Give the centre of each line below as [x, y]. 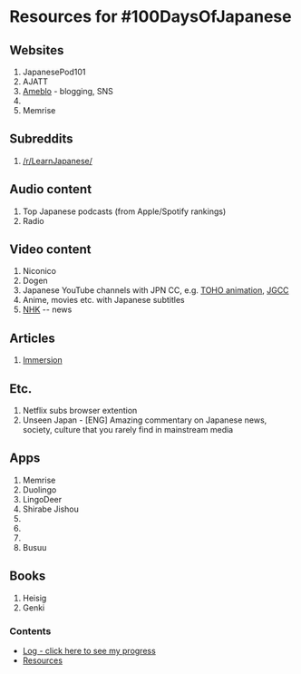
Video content [51, 250]
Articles [33, 338]
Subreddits [42, 139]
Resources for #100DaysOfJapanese [150, 17]
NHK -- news [47, 309]
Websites [37, 50]
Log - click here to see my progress [89, 650]
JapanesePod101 [54, 72]
